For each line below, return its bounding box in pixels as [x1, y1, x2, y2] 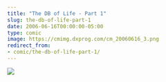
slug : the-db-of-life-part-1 [7, 17, 91, 23]
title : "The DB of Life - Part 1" [7, 10, 107, 17]
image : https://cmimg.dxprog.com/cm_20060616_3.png [7, 36, 159, 43]
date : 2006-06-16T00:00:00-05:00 [7, 23, 104, 30]
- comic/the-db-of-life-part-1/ [7, 49, 100, 56]
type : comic [7, 29, 41, 37]
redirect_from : [7, 42, 51, 49]
